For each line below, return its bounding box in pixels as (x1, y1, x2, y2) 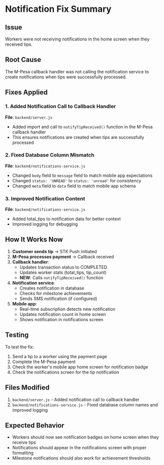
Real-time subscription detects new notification (19, 306, 115, 312)
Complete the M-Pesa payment (12, 359, 76, 365)
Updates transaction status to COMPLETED (19, 264, 108, 270)
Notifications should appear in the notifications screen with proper (12, 445, 147, 451)
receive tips (12, 439, 36, 445)
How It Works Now (5, 235, 63, 244)
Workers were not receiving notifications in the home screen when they (5, 36, 150, 42)
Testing (5, 331, 29, 339)
